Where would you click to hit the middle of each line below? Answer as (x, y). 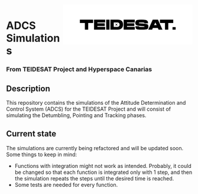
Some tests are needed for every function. (66, 185)
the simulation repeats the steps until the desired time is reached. (94, 178)
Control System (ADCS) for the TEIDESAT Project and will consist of (89, 109)
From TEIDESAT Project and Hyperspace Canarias (79, 69)
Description (28, 88)
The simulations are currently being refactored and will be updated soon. (95, 148)
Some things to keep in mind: (42, 154)
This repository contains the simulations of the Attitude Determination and (96, 102)
